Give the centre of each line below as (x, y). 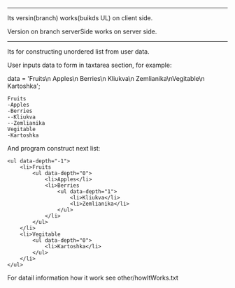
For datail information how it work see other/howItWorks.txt (93, 278)
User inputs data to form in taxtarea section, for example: (90, 65)
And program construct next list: (54, 148)
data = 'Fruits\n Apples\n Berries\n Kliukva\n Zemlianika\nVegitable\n (106, 78)
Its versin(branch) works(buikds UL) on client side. (80, 18)
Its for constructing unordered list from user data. (79, 52)
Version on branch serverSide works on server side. (82, 31)
